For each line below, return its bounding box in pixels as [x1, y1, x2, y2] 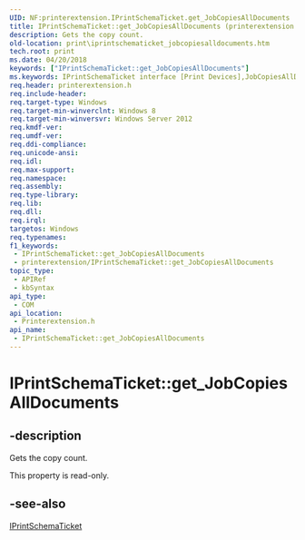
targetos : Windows [9, 224, 79, 233]
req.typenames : [9, 232, 67, 241]
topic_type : [9, 267, 54, 276]
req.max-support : [9, 165, 75, 174]
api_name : [9, 326, 47, 335]
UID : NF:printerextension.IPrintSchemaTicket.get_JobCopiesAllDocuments [9, 13, 290, 23]
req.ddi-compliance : [9, 140, 88, 149]
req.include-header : [9, 89, 88, 98]
